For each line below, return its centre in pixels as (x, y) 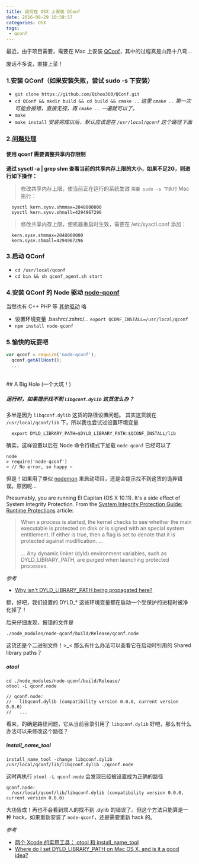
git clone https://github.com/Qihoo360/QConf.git (77, 95)
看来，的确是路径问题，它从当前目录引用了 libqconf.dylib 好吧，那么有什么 (99, 724)
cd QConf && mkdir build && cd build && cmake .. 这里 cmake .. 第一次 (103, 101)
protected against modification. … (62, 541)
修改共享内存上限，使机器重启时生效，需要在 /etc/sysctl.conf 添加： (103, 224)
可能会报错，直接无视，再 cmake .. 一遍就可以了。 (76, 108)
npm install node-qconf (44, 327)
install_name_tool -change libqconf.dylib (59, 759)
